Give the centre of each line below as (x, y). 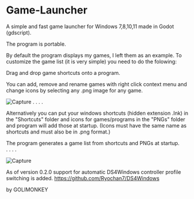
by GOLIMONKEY (27, 189)
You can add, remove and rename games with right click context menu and (97, 84)
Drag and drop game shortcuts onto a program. (63, 73)
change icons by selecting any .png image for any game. (74, 90)
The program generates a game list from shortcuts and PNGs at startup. (93, 143)
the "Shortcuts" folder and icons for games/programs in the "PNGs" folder (96, 119)
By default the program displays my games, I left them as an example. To (94, 55)
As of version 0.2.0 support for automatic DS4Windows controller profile (94, 172)
